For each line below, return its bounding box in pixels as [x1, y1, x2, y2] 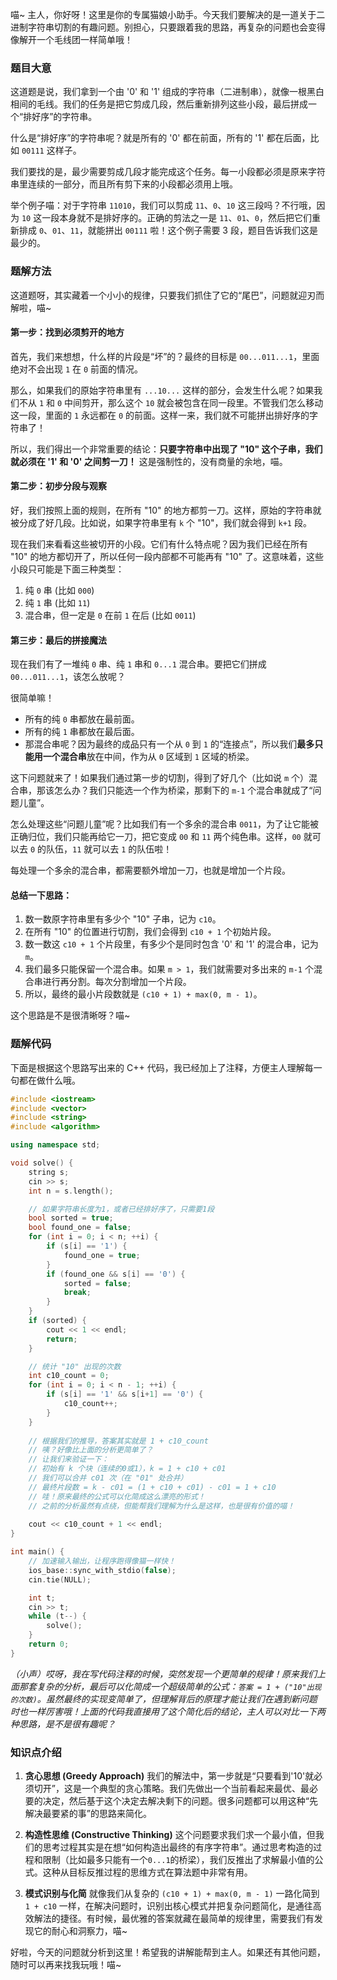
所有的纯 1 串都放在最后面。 [24, 726, 140, 738]
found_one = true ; [63, 1250, 141, 1260]
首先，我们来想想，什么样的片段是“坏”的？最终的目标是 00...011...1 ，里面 [10, 350, 320, 362]
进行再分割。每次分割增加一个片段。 [42, 976, 192, 988]
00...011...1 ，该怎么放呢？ [10, 671, 126, 683]
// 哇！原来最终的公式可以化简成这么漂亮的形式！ [28, 1491, 206, 1502]
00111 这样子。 [21, 144, 82, 157]
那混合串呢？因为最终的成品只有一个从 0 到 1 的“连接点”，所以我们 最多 [24, 738, 315, 750]
